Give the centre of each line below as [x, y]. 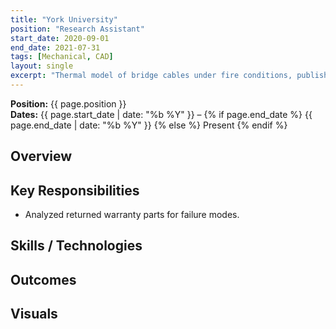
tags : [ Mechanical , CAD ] [62, 57]
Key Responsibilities [75, 190]
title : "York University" [64, 19]
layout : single [42, 66]
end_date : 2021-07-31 [55, 47]
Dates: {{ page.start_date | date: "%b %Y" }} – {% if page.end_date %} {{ [161, 114]
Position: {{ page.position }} [68, 103]
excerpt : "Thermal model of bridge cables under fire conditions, [151, 76]
